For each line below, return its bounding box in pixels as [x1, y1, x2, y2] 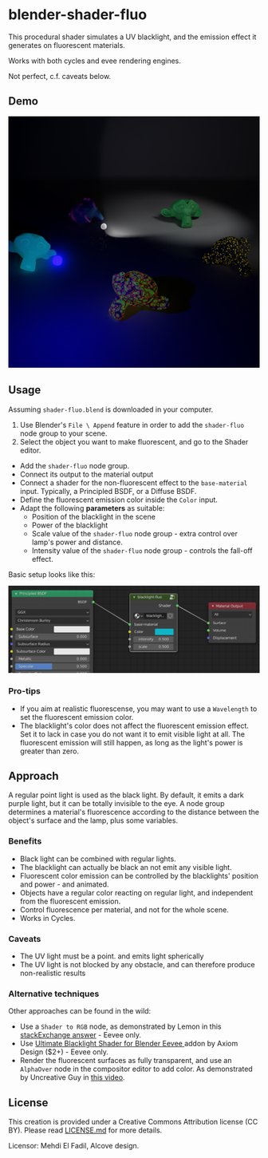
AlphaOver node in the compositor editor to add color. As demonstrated [19, 1064, 253, 1074]
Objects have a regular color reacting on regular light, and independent [19, 887, 254, 897]
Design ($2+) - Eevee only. [19, 1047, 109, 1057]
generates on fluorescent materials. [8, 40, 125, 49]
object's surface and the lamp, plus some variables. [8, 816, 178, 825]
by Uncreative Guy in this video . [19, 1073, 125, 1082]
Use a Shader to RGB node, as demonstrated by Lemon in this [19, 1022, 222, 1031]
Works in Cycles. [19, 913, 76, 923]
